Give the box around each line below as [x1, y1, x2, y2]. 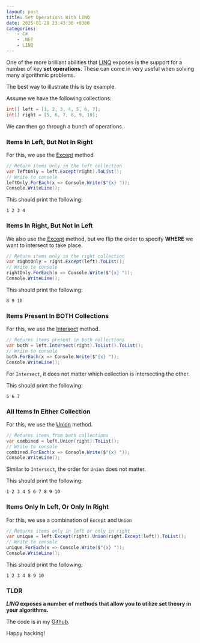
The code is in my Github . [6, 618, 70, 626]
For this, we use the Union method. [6, 420, 93, 428]
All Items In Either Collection [6, 407, 91, 416]
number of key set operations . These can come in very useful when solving [6, 65, 195, 72]
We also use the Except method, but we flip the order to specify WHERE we [6, 235, 193, 242]
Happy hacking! [6, 630, 46, 637]
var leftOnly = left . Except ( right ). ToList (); [6, 169, 122, 175]
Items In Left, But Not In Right [6, 137, 93, 146]
